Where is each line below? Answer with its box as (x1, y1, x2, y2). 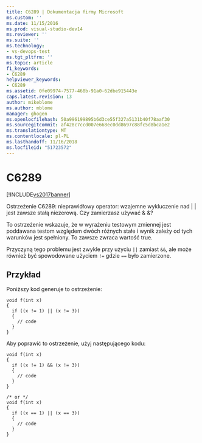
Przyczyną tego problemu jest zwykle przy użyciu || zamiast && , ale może (6, 246, 192, 253)
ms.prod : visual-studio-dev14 (6, 26, 83, 32)
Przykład (6, 269, 41, 280)
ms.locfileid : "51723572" (6, 144, 72, 151)
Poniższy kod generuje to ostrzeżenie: (6, 286, 102, 293)
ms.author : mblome (6, 105, 53, 111)
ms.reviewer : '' (6, 32, 47, 38)
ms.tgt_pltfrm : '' (6, 54, 53, 60)
